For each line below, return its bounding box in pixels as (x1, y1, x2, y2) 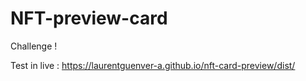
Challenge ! (10, 40, 58, 52)
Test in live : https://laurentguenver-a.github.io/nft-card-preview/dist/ (10, 59, 296, 71)
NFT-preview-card (10, 7, 168, 30)
